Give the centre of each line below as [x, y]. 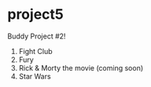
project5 [35, 14]
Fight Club [35, 51]
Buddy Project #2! [37, 36]
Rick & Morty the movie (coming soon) [81, 67]
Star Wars [35, 76]
